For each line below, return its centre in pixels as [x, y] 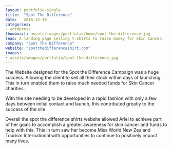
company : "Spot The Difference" [40, 44]
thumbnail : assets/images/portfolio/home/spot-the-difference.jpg [78, 34]
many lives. [17, 141]
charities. [15, 89]
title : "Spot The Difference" [39, 15]
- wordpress [18, 29]
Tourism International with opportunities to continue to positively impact [81, 136]
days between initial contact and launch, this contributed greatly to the [80, 104]
